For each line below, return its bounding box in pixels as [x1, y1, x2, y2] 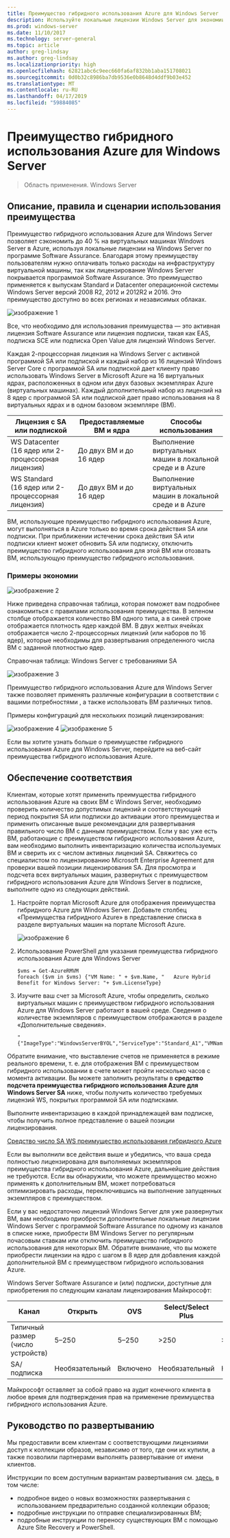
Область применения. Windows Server [23, 180, 137, 189]
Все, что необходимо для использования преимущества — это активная [7, 322, 220, 330]
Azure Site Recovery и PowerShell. [16, 1523, 115, 1531]
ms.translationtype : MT [7, 80, 75, 87]
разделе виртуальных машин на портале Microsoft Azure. [16, 920, 186, 928]
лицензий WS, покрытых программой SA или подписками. [7, 1096, 179, 1104]
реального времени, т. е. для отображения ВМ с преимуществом [7, 1059, 199, 1067]
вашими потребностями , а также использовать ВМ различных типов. [7, 698, 213, 706]
